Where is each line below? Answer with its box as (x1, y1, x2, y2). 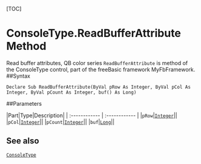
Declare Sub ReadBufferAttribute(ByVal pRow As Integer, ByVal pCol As (6, 84, 191, 90)
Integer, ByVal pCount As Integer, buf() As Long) (6, 89, 137, 95)
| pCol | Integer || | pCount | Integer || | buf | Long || (6, 118, 115, 125)
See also (6, 136, 39, 146)
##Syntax (6, 72, 31, 80)
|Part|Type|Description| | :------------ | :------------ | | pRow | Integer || (6, 112, 177, 119)
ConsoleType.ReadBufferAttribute (6, 27, 182, 40)
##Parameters (6, 100, 42, 107)
